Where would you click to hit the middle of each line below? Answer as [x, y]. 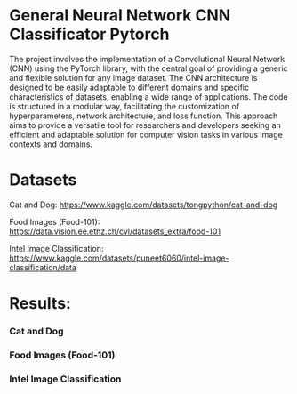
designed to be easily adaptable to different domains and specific [129, 87]
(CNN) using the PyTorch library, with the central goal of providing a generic [148, 68]
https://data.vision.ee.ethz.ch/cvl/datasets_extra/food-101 [115, 231]
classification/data [43, 267]
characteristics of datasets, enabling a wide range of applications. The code [148, 96]
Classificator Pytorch [89, 34]
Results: [40, 304]
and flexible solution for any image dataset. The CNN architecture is [133, 77]
